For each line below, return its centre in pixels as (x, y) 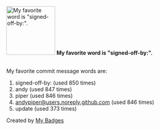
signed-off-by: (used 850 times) (55, 83)
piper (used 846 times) (44, 96)
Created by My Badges (35, 120)
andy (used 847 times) (43, 89)
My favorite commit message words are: (57, 71)
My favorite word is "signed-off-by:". (105, 53)
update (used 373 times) (46, 108)
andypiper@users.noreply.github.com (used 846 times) (85, 102)
